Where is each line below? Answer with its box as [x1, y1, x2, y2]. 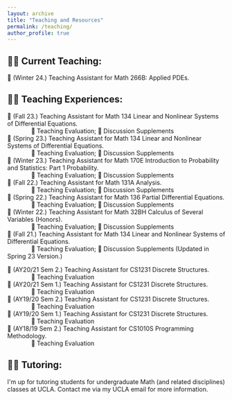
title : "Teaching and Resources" [7, 17, 104, 24]
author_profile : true [7, 29, 70, 37]
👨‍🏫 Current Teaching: [7, 55, 102, 67]
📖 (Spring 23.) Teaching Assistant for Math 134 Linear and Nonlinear [7, 134, 202, 142]
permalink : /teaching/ [7, 23, 73, 30]
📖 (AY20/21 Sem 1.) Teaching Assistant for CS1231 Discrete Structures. [7, 280, 208, 288]
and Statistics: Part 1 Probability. [7, 164, 99, 172]
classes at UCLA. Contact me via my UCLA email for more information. [7, 385, 208, 393]
